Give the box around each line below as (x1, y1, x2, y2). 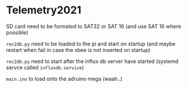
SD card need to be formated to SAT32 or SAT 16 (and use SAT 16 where (6, 23, 182, 30)
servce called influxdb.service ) (6, 64, 84, 71)
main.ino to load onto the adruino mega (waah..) (6, 75, 123, 82)
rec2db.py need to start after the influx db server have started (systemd (6, 58, 179, 65)
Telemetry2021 (6, 3, 81, 17)
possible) (6, 29, 29, 36)
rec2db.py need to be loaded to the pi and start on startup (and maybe (6, 40, 176, 47)
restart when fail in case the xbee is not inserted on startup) (6, 46, 151, 53)
